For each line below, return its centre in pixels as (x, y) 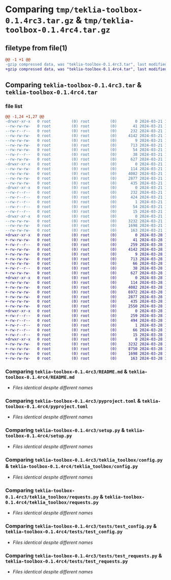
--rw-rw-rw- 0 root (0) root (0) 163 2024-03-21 (84, 230)
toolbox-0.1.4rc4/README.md (40, 377)
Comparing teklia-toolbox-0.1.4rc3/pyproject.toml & (73, 401)
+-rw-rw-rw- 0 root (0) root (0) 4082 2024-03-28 (84, 287)
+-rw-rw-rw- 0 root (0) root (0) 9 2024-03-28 (84, 254)
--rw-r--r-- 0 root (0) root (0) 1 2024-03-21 (84, 202)
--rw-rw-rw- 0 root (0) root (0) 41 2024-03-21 (84, 126)
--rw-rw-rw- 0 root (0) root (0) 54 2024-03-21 (84, 150)
